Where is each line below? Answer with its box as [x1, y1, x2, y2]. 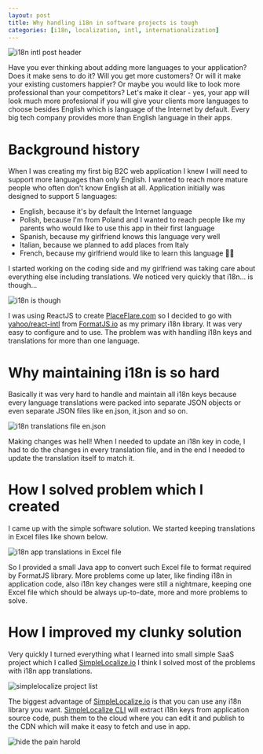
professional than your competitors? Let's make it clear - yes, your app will [8, 88, 250, 97]
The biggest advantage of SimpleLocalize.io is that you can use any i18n [8, 697, 242, 706]
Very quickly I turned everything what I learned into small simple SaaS [8, 649, 235, 659]
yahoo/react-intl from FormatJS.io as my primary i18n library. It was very [8, 319, 243, 329]
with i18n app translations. [8, 666, 93, 676]
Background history [8, 141, 141, 158]
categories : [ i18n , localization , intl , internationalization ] [8, 26, 220, 34]
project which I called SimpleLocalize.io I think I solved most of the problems [8, 658, 256, 668]
